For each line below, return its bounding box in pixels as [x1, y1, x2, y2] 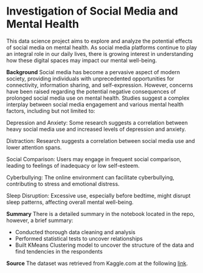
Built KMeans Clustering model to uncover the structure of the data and [15, 241, 194, 249]
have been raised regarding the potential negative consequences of [6, 88, 176, 95]
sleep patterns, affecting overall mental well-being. [6, 198, 134, 206]
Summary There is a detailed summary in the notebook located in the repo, [6, 210, 195, 217]
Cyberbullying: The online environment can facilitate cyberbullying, [6, 173, 174, 181]
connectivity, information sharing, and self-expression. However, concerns [6, 81, 193, 89]
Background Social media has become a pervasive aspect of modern [6, 68, 181, 75]
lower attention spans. [6, 143, 62, 151]
